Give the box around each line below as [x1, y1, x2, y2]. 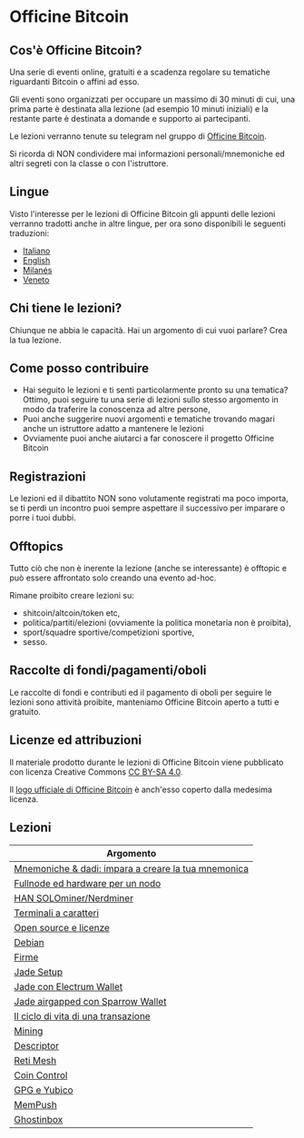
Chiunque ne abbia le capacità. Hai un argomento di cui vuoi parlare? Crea [9, 324, 288, 335]
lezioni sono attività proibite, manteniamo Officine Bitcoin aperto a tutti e [9, 697, 279, 708]
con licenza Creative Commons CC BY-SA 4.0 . [9, 766, 183, 777]
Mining [14, 1024, 44, 1037]
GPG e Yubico [14, 1084, 74, 1096]
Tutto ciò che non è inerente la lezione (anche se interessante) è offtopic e [9, 563, 288, 574]
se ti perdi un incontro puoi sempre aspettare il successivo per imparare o [9, 502, 286, 514]
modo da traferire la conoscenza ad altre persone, [22, 404, 211, 415]
